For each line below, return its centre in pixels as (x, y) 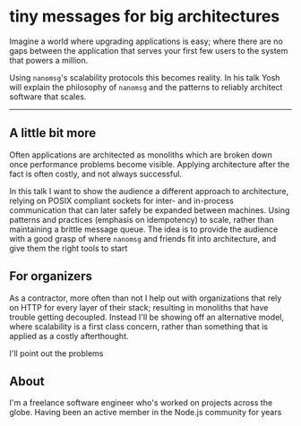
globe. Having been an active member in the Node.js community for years (146, 413)
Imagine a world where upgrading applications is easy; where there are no (146, 41)
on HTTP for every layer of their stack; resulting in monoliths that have (139, 307)
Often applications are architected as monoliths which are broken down (141, 155)
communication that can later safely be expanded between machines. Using (150, 210)
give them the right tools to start (69, 248)
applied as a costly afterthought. (69, 336)
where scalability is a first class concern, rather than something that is (139, 326)
